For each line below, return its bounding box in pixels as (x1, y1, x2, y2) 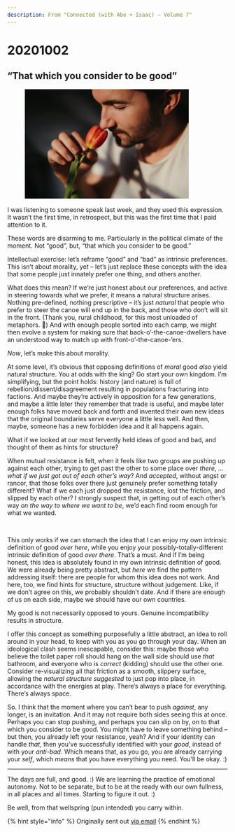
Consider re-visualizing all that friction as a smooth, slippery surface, (7, 667, 206, 675)
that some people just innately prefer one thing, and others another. (7, 269, 202, 278)
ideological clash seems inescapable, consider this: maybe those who (7, 644, 209, 653)
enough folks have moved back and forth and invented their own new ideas (7, 407, 225, 416)
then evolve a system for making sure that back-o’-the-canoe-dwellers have (7, 327, 227, 336)
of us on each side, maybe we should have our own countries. (7, 595, 187, 603)
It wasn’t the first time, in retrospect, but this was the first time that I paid (7, 213, 217, 221)
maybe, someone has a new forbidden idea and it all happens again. (7, 422, 204, 430)
